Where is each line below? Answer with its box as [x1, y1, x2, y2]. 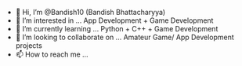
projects [15, 41, 43, 50]
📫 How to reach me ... [15, 49, 88, 59]
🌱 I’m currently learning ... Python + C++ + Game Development [15, 24, 219, 33]
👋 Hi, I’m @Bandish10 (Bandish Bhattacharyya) [15, 8, 166, 16]
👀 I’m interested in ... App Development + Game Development [15, 16, 214, 25]
